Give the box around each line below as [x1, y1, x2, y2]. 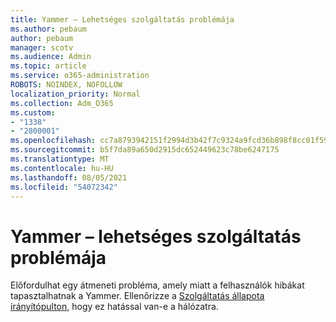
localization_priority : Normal [10, 89, 141, 99]
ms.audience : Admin [10, 52, 92, 62]
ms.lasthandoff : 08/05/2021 [10, 172, 128, 183]
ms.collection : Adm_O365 [10, 98, 114, 108]
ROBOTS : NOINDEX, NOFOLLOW [10, 80, 123, 90]
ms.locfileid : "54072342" [10, 182, 118, 192]
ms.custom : [10, 107, 56, 118]
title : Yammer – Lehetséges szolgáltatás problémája [10, 14, 235, 25]
